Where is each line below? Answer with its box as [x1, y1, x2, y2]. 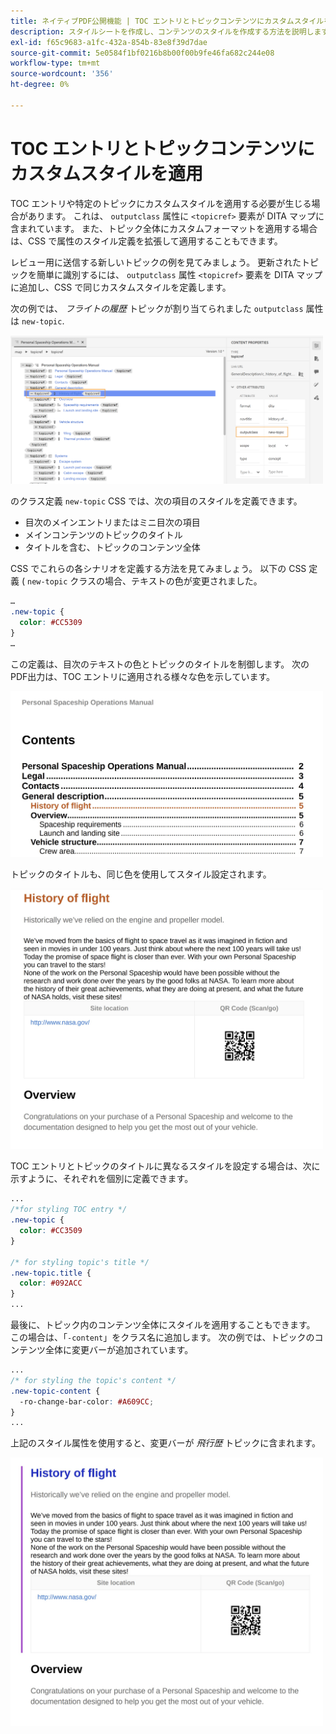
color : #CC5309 [19, 618, 83, 628]
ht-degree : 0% [10, 80, 70, 90]
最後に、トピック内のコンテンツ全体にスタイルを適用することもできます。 [10, 1319, 316, 1331]
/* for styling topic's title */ [10, 1257, 150, 1267]
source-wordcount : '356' [10, 69, 114, 79]
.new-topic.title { [10, 1268, 92, 1278]
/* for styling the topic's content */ [10, 1375, 177, 1385]
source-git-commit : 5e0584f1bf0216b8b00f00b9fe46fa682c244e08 [10, 48, 275, 58]
